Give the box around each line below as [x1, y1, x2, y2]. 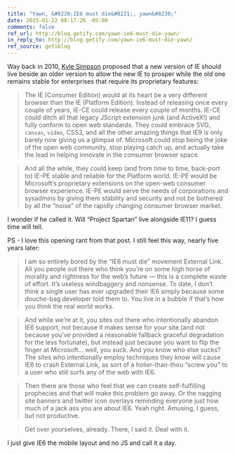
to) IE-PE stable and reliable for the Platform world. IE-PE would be [24, 171, 217, 180]
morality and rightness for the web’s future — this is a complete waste [24, 272, 227, 280]
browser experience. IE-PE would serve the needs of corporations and [24, 187, 229, 195]
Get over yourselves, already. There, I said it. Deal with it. [24, 425, 189, 433]
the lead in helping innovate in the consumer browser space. [24, 150, 200, 159]
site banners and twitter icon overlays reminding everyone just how [24, 396, 220, 405]
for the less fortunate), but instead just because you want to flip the [24, 338, 220, 346]
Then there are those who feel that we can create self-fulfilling [24, 382, 206, 390]
